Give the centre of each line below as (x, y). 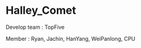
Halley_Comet (41, 10)
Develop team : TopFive (35, 27)
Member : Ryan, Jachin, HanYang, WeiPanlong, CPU (70, 38)
